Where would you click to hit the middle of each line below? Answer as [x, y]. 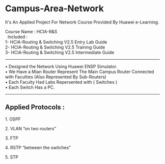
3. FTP [12, 138]
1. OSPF [13, 119]
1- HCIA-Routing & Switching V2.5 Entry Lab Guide [56, 42]
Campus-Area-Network [55, 9]
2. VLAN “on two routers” [31, 128]
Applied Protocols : [35, 107]
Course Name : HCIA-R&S [31, 31]
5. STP [12, 157]
